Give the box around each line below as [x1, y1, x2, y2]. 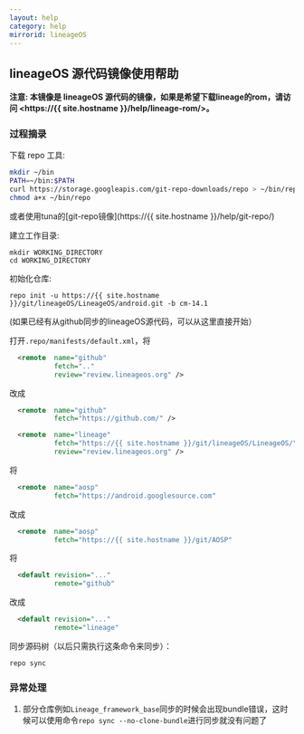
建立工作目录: [9, 230, 61, 241]
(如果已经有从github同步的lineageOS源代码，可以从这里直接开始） [9, 316, 257, 327]
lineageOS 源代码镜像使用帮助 [9, 65, 179, 81]
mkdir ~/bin [9, 168, 54, 177]
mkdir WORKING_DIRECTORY [9, 248, 103, 257]
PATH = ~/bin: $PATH [9, 176, 75, 186]
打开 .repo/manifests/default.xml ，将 [9, 335, 151, 346]
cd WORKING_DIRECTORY [9, 255, 91, 265]
